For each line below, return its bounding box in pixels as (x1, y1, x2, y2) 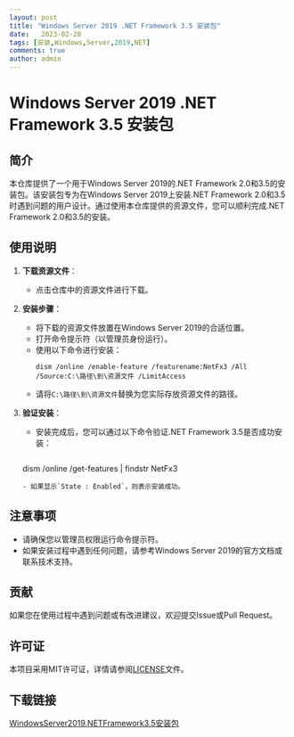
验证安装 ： (21, 407, 62, 418)
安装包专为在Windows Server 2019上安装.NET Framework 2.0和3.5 (39, 189, 286, 200)
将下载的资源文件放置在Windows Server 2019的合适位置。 (35, 322, 249, 332)
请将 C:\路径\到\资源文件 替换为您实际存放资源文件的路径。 (35, 389, 243, 399)
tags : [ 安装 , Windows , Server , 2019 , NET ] (9, 37, 151, 47)
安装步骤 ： (21, 303, 62, 314)
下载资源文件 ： (21, 265, 78, 276)
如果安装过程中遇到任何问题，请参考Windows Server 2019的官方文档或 (21, 545, 283, 555)
